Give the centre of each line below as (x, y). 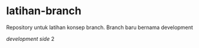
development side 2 (30, 39)
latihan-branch (44, 11)
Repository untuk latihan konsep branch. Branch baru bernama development (99, 27)
